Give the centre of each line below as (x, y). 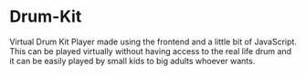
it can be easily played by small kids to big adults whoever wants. (132, 61)
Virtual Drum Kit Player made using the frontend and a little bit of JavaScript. (153, 42)
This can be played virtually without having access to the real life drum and (151, 51)
